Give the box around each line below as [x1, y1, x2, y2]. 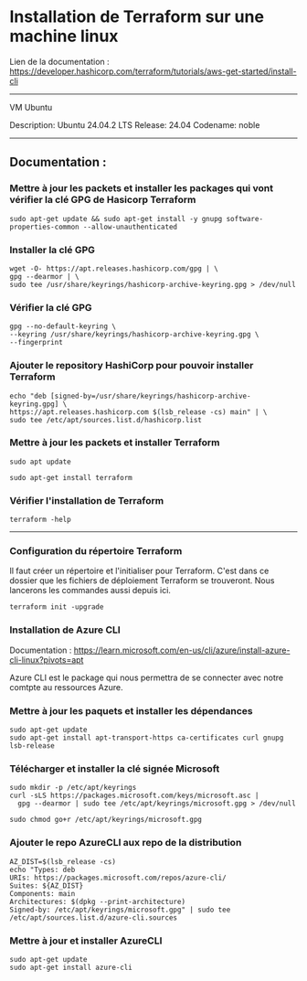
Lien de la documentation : [9, 56, 110, 67]
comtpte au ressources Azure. [9, 681, 123, 692]
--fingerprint [9, 338, 64, 347]
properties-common [9, 222, 79, 231]
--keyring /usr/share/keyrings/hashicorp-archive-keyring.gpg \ [9, 330, 259, 339]
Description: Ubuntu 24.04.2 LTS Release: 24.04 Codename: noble [9, 119, 260, 130]
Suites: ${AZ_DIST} [9, 880, 84, 890]
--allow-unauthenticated [82, 222, 178, 231]
